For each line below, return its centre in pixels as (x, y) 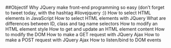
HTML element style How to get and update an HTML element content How (85, 29)
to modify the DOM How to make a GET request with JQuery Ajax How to (83, 34)
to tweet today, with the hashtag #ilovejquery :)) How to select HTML (78, 13)
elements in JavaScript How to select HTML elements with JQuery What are (86, 18)
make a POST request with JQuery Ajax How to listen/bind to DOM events (83, 40)
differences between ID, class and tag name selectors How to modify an (82, 23)
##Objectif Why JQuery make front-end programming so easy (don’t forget (85, 7)
